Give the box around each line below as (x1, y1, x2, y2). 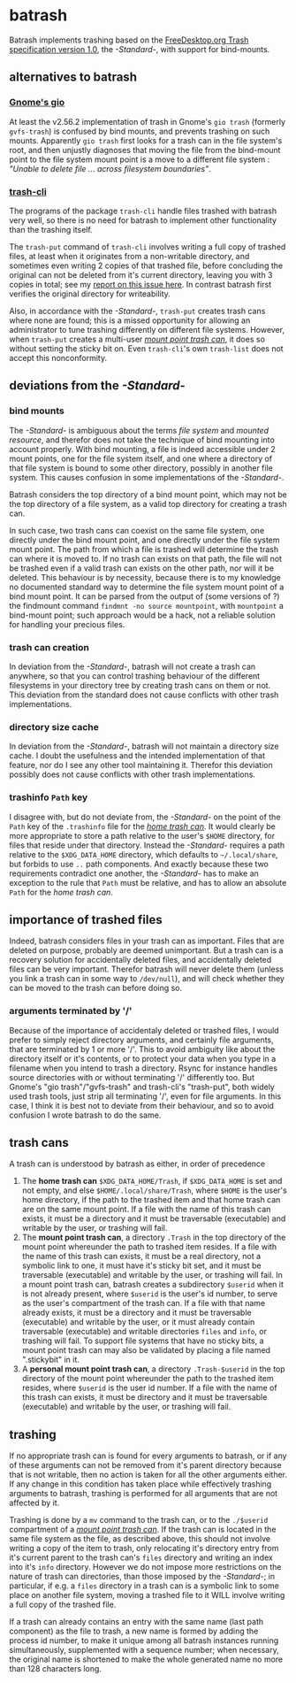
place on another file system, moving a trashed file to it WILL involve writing (9, 1590, 285, 1601)
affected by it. (9, 1497, 60, 1509)
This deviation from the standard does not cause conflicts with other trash (9, 689, 279, 700)
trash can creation (9, 641, 90, 653)
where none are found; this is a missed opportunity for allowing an (9, 315, 251, 326)
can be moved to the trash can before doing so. (9, 983, 183, 994)
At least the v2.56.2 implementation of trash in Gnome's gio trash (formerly (9, 116, 285, 127)
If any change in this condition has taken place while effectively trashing (9, 1479, 272, 1489)
